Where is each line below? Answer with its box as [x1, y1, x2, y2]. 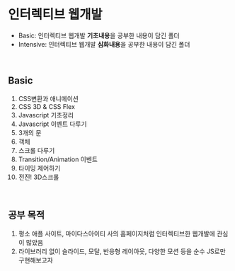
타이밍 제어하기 [18, 163, 61, 172]
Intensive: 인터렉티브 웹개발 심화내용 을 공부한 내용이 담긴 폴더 [18, 40, 190, 48]
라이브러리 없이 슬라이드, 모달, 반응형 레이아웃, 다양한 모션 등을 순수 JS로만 [18, 247, 226, 255]
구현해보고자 [18, 255, 54, 264]
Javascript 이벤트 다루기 [18, 120, 87, 128]
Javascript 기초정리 [18, 110, 74, 119]
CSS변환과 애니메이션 [18, 94, 79, 103]
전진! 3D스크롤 [18, 173, 59, 181]
